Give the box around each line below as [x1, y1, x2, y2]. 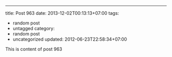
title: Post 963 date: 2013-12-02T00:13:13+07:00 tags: [5, 10, 119, 16]
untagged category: [12, 25, 55, 31]
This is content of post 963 [5, 46, 62, 52]
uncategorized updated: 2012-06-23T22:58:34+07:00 [12, 36, 127, 42]
